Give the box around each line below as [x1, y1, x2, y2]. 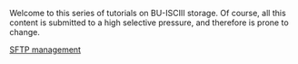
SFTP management [9, 44, 82, 55]
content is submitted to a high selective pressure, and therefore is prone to [9, 17, 289, 28]
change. [9, 27, 41, 37]
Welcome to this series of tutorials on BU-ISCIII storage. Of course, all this [9, 8, 286, 18]
